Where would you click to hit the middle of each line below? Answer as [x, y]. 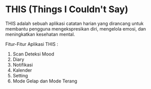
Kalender [22, 70]
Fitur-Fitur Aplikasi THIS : [32, 44]
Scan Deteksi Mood [34, 54]
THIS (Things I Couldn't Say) [67, 9]
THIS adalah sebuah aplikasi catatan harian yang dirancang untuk [74, 23]
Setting [20, 75]
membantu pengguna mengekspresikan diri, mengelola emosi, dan [76, 28]
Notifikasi [23, 65]
